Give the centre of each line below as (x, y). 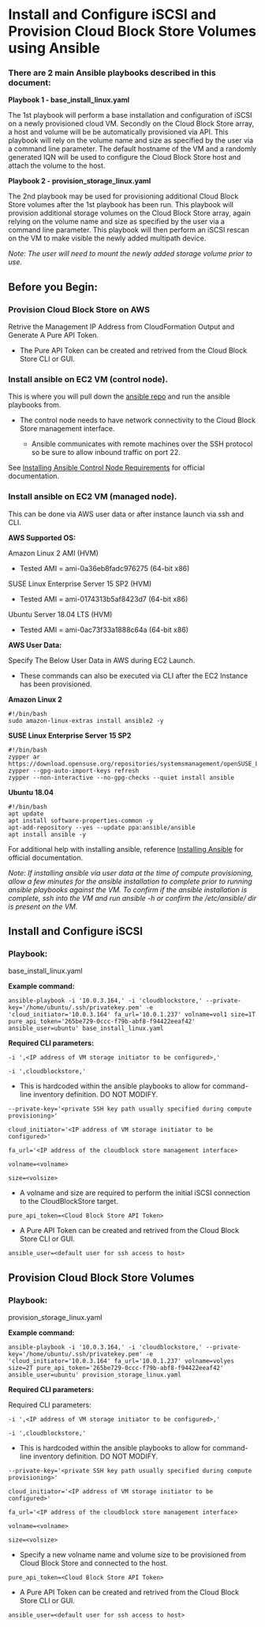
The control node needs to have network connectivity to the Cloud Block (138, 420)
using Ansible (54, 48)
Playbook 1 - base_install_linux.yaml (69, 100)
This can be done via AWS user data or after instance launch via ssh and (126, 514)
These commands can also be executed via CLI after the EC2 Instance (134, 675)
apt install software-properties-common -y (81, 820)
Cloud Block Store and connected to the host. (93, 1563)
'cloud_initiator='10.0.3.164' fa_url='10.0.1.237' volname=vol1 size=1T (132, 1015)
